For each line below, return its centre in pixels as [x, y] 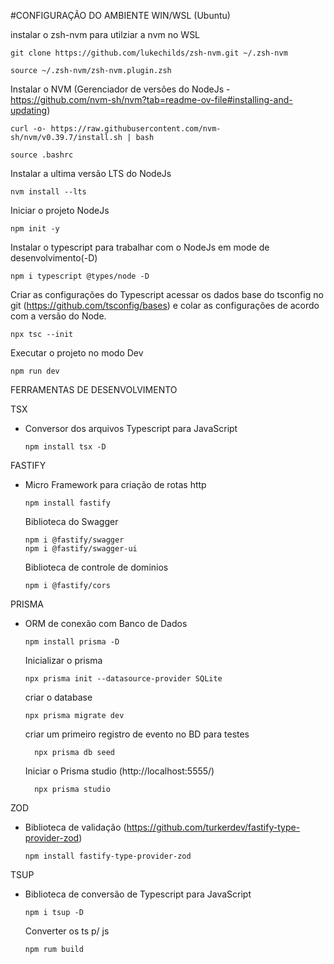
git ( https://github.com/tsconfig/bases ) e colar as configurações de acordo [165, 305]
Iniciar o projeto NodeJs [60, 210]
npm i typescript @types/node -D [80, 276]
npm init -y [35, 229]
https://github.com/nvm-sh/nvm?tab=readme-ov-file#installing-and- [151, 99]
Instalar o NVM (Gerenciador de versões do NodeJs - [120, 89]
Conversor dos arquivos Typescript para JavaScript [131, 428]
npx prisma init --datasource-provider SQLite [123, 679]
